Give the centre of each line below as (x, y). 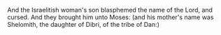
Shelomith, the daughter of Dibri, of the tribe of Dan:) (83, 24)
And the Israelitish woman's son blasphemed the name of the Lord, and (110, 10)
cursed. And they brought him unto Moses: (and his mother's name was (110, 17)
